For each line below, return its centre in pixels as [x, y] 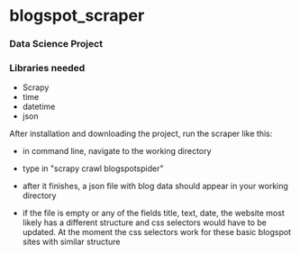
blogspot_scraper [77, 16]
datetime [39, 107]
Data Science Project [56, 44]
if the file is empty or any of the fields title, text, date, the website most [154, 213]
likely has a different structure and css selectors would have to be [145, 222]
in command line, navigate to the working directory [117, 151]
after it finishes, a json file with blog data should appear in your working [155, 186]
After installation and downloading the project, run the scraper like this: [141, 134]
